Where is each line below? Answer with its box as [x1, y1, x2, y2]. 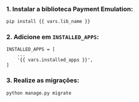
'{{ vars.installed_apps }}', [17, 57, 94, 63]
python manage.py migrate [6, 90, 71, 96]
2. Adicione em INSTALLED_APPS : [6, 33, 99, 41]
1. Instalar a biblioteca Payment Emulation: [6, 5, 134, 13]
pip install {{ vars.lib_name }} [6, 19, 91, 25]
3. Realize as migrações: [6, 76, 80, 84]
